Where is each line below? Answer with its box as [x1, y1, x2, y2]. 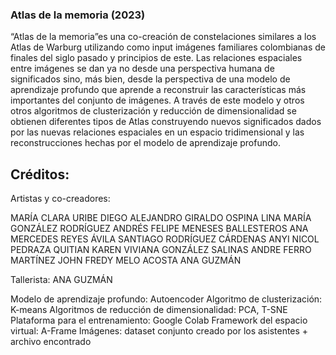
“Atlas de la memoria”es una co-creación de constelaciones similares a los [10, 31, 317, 43]
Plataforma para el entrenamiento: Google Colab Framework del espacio [10, 314, 308, 327]
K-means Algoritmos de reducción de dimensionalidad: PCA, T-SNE [10, 304, 288, 316]
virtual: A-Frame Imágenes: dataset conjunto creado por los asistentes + [10, 325, 309, 337]
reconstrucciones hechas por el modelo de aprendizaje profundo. [10, 137, 281, 149]
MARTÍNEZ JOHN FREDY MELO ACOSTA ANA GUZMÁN [10, 254, 242, 267]
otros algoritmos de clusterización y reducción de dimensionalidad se [10, 105, 297, 117]
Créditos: [10, 166, 70, 183]
